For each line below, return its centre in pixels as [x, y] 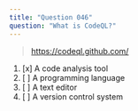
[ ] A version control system [73, 96]
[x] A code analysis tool [65, 68]
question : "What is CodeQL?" [63, 26]
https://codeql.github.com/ [80, 51]
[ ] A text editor [50, 87]
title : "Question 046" [51, 17]
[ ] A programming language [73, 77]
